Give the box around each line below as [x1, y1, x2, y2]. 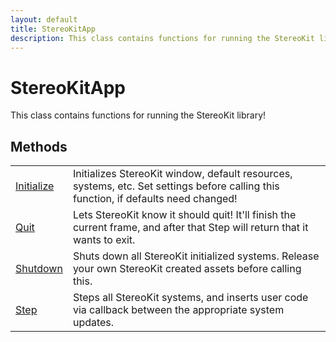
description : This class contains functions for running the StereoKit [10, 33, 315, 43]
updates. [72, 316, 115, 330]
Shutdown [15, 262, 63, 276]
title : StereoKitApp [10, 24, 97, 34]
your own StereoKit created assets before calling [72, 262, 302, 276]
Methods [10, 138, 68, 155]
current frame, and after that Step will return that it [72, 221, 309, 235]
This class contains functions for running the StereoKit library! [10, 109, 267, 121]
